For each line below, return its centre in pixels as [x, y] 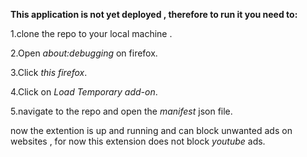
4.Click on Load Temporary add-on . [84, 92]
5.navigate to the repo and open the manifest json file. [121, 111]
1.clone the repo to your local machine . [91, 33]
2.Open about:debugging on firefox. [84, 53]
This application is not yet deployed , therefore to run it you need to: [154, 14]
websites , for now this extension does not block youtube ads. [138, 141]
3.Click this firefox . [49, 72]
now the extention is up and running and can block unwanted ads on [151, 130]
